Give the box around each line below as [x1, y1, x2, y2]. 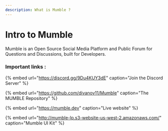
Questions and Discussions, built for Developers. [5, 51, 107, 57]
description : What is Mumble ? [5, 7, 71, 13]
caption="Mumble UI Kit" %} [5, 120, 65, 126]
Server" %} [5, 80, 29, 86]
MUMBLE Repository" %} [5, 95, 58, 101]
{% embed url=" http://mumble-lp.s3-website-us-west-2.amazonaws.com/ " [5, 114, 162, 120]
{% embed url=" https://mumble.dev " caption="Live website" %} [5, 105, 138, 111]
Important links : [5, 63, 46, 70]
